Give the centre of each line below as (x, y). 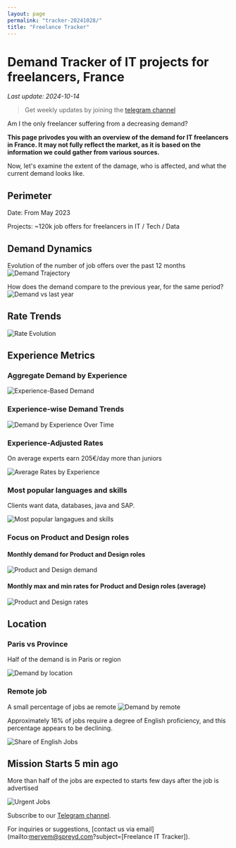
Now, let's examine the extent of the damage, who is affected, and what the (117, 166)
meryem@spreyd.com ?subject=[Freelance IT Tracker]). (110, 837)
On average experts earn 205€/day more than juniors (85, 459)
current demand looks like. (46, 174)
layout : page (26, 14)
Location (27, 624)
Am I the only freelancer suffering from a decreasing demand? (98, 123)
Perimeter (30, 196)
